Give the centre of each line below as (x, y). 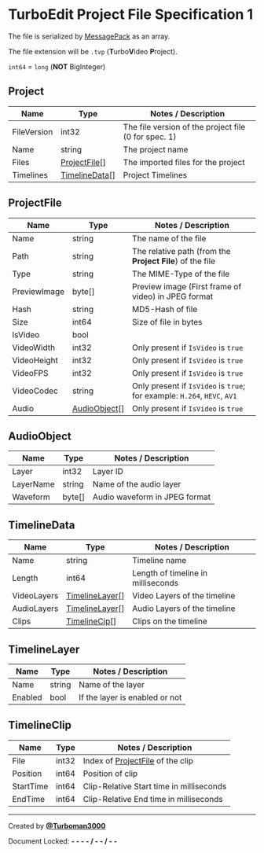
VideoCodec (35, 391)
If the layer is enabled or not (130, 697)
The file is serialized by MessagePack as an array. (89, 36)
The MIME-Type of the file (181, 274)
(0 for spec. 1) (150, 137)
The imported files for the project (184, 162)
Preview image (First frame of (187, 286)
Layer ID (108, 472)
